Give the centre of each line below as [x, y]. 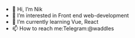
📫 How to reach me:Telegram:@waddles [63, 28]
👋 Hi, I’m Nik [27, 9]
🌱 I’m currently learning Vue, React [55, 22]
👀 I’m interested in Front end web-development [71, 15]
